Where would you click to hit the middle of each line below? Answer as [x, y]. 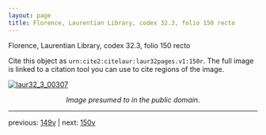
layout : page [30, 15]
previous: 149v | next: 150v [52, 122]
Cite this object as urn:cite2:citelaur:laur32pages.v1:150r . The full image [131, 61]
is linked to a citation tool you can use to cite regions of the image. [116, 69]
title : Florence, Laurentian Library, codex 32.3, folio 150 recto [122, 23]
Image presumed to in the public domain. [133, 99]
